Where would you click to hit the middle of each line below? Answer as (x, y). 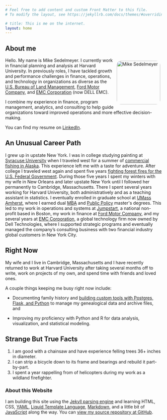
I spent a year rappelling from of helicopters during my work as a (79, 372)
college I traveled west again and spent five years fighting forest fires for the (83, 171)
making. (13, 118)
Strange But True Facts (42, 339)
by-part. (21, 367)
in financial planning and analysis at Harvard (50, 66)
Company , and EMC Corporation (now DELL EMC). (57, 92)
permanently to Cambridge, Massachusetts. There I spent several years (79, 187)
